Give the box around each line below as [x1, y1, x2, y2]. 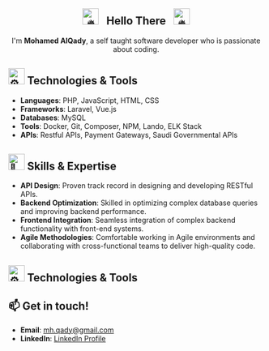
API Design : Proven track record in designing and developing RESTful [19, 181, 254, 190]
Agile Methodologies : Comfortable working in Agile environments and [19, 233, 255, 242]
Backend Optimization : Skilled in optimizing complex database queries [19, 198, 258, 208]
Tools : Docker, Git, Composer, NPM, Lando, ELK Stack [19, 121, 203, 131]
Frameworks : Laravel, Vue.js [19, 104, 117, 113]
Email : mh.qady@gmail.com [19, 325, 115, 335]
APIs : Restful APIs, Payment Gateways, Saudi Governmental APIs [19, 130, 238, 139]
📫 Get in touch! [8, 299, 89, 313]
